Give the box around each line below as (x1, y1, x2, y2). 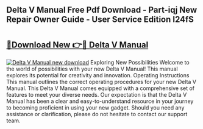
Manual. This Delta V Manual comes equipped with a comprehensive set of (6, 85, 195, 92)
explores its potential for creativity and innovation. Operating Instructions (6, 72, 190, 78)
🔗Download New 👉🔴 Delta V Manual (6, 40, 149, 50)
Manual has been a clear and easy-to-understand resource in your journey (6, 97, 194, 105)
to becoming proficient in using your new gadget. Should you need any (6, 104, 185, 111)
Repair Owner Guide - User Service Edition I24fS (6, 15, 194, 25)
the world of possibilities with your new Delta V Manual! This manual (6, 65, 178, 72)
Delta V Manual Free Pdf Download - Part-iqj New (6, 5, 198, 15)
